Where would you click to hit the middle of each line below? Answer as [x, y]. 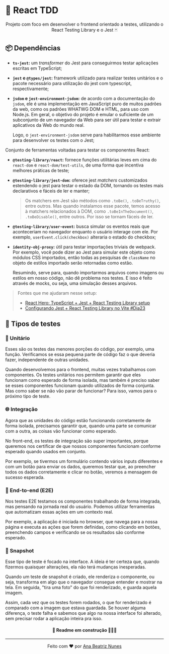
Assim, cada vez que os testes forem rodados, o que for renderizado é [78, 603]
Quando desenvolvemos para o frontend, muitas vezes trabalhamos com [80, 370]
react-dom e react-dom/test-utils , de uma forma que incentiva [78, 165]
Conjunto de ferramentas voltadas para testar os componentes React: [77, 150]
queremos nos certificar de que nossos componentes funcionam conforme [83, 446]
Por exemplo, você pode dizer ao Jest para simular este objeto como [84, 252]
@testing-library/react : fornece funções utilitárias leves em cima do [84, 159]
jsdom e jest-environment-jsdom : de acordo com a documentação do [83, 98]
